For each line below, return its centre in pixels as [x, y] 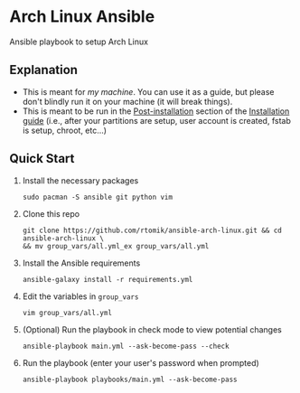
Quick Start [42, 159]
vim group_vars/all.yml [67, 313]
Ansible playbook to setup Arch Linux [79, 42]
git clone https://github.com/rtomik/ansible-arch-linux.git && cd [152, 230]
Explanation [44, 70]
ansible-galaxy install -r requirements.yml [108, 279]
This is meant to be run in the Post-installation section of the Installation [156, 111]
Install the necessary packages [80, 180]
